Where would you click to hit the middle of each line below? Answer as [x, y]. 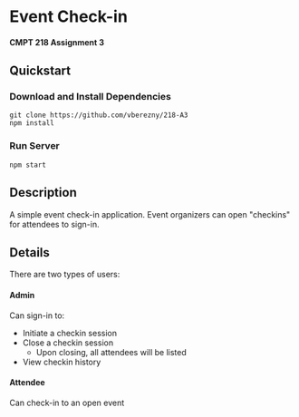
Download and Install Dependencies [91, 97]
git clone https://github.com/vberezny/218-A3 [99, 115]
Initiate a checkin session [70, 333]
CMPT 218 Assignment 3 [57, 42]
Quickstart [40, 71]
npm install [32, 123]
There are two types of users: [65, 275]
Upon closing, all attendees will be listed [111, 352]
